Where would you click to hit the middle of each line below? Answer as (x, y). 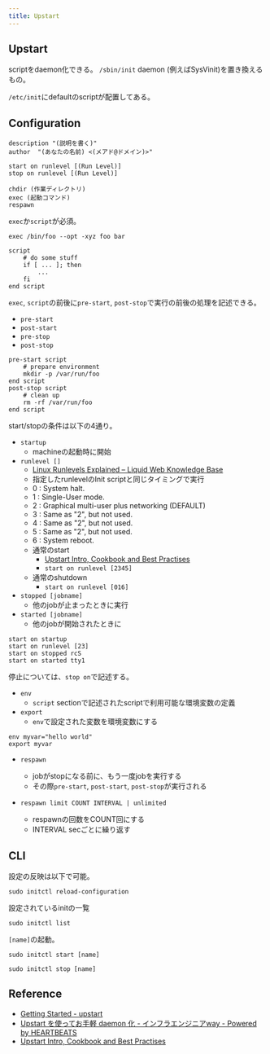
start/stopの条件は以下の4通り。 (63, 426)
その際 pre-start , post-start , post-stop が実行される (120, 786)
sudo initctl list (39, 924)
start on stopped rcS (45, 654)
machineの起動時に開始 (72, 452)
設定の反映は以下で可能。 (51, 876)
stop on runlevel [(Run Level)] (63, 173)
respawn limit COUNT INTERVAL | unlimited (93, 803)
